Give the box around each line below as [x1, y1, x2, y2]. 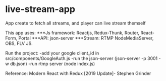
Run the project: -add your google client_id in [5, 50, 99, 56]
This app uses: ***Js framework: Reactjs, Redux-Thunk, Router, [5, 29, 140, 35]
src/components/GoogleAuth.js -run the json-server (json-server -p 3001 [5, 55, 158, 61]
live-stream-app [5, 3, 76, 15]
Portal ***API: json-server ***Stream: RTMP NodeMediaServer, [18, 35, 154, 41]
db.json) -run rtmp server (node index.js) [10, 60, 95, 66]
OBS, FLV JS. [5, 40, 33, 46]
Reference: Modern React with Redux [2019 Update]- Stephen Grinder [5, 70, 151, 76]
